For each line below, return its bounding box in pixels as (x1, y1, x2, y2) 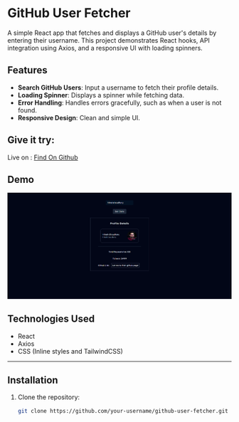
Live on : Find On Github (7, 153, 78, 162)
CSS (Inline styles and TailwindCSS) (17, 347, 123, 355)
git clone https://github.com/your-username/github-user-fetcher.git (17, 408, 229, 415)
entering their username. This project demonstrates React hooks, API (7, 36, 210, 44)
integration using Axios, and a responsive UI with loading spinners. (7, 43, 203, 52)
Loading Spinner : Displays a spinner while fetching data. (17, 90, 185, 99)
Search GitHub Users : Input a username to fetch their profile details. (17, 83, 219, 92)
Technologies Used (7, 313, 95, 325)
